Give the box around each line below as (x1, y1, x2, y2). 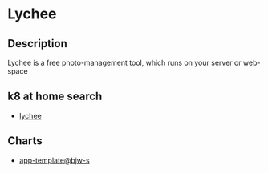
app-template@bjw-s (18, 155, 90, 165)
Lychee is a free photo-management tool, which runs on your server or (7, 58, 242, 67)
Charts (7, 134, 43, 148)
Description (7, 37, 67, 50)
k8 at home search (7, 90, 103, 103)
